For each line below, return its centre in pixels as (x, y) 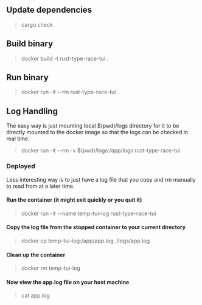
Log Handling (32, 111)
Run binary (27, 77)
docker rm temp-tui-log (51, 268)
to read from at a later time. (40, 186)
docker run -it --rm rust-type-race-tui (68, 92)
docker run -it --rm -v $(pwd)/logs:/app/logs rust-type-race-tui (101, 151)
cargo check (37, 24)
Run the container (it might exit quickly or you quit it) (74, 200)
